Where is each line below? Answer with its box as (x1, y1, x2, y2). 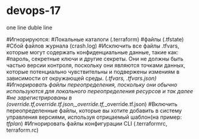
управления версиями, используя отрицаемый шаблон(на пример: (6, 113, 182, 121)
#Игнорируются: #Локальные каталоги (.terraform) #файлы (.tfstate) (6, 35, 184, 43)
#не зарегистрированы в (6, 94, 72, 101)
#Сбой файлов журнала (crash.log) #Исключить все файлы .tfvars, (6, 42, 179, 49)
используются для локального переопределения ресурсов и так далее (6, 87, 194, 94)
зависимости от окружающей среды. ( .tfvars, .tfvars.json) (6, 74, 157, 82)
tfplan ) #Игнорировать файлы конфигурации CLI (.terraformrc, (6, 119, 168, 127)
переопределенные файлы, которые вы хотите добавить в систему (6, 107, 182, 114)
